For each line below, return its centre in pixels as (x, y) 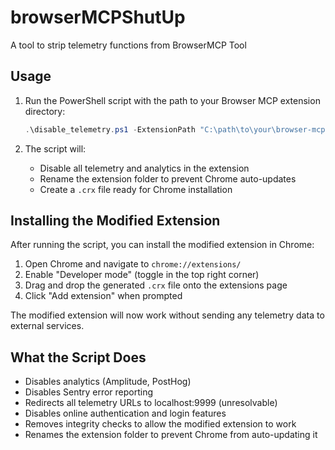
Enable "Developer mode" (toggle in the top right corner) (142, 275)
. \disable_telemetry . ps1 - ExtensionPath (110, 129)
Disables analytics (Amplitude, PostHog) (108, 382)
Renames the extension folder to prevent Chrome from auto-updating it (171, 435)
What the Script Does (78, 357)
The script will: (55, 148)
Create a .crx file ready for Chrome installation (136, 189)
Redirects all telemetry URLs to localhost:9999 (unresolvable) (151, 403)
